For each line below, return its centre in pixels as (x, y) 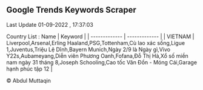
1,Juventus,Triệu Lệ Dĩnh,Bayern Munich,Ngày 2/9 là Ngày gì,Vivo (88, 49)
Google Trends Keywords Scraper (71, 10)
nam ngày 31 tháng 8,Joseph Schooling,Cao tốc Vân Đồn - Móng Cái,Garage (102, 62)
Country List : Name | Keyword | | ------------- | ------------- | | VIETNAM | (100, 36)
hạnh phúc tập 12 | (29, 69)
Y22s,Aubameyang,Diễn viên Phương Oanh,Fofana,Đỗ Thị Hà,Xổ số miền (98, 56)
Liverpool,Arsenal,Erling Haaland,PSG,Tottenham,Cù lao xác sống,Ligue (96, 43)
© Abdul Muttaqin (29, 80)
